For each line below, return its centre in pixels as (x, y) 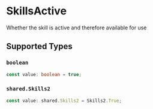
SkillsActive (37, 11)
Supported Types (40, 46)
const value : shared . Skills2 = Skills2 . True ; (64, 101)
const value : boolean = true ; (44, 74)
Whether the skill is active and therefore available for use (76, 28)
